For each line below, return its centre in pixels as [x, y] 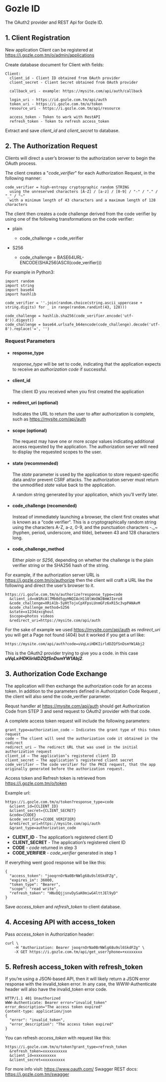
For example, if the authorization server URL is [52, 575]
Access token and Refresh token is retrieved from [56, 778]
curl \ [12, 943]
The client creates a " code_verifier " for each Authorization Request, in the [80, 173]
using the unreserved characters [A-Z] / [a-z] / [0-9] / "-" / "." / [84, 191]
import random [20, 281]
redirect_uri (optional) [35, 403]
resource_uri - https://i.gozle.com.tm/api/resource [65, 108]
